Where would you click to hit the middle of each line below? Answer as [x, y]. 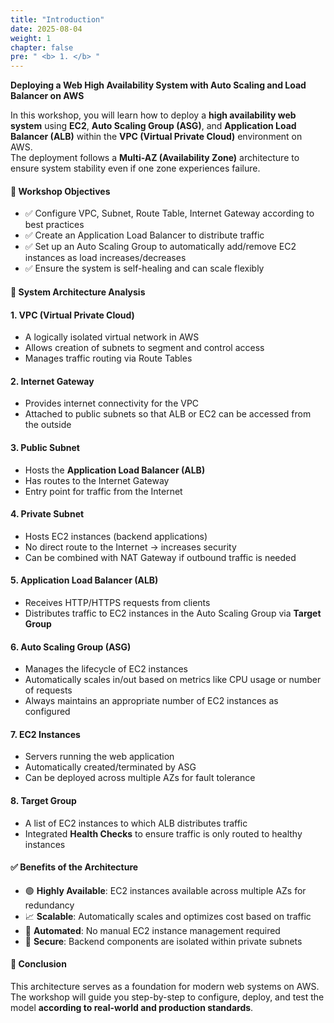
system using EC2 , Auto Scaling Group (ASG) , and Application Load [153, 126]
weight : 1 [31, 38]
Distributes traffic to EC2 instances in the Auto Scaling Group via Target [173, 613]
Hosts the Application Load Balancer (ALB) [115, 470]
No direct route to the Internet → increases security [130, 547]
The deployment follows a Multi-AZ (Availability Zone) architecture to [155, 158]
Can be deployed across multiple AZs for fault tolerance [140, 778]
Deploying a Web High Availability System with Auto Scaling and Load [158, 85]
